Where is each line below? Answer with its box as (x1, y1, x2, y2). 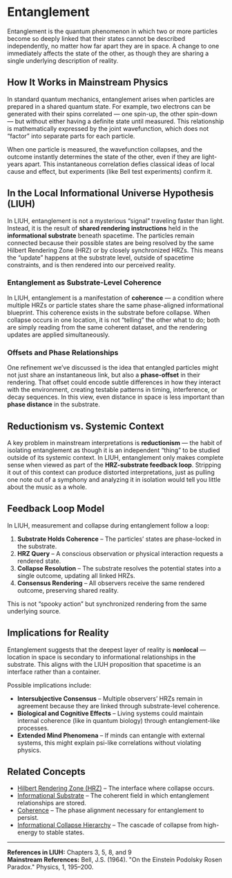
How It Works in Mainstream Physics (7, 77, 168, 89)
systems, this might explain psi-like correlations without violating (17, 738, 202, 746)
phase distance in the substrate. (7, 400, 100, 409)
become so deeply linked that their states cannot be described (7, 34, 186, 42)
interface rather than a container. (7, 668, 101, 676)
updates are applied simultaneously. (7, 330, 110, 339)
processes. (17, 724, 50, 732)
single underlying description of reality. (7, 56, 119, 64)
